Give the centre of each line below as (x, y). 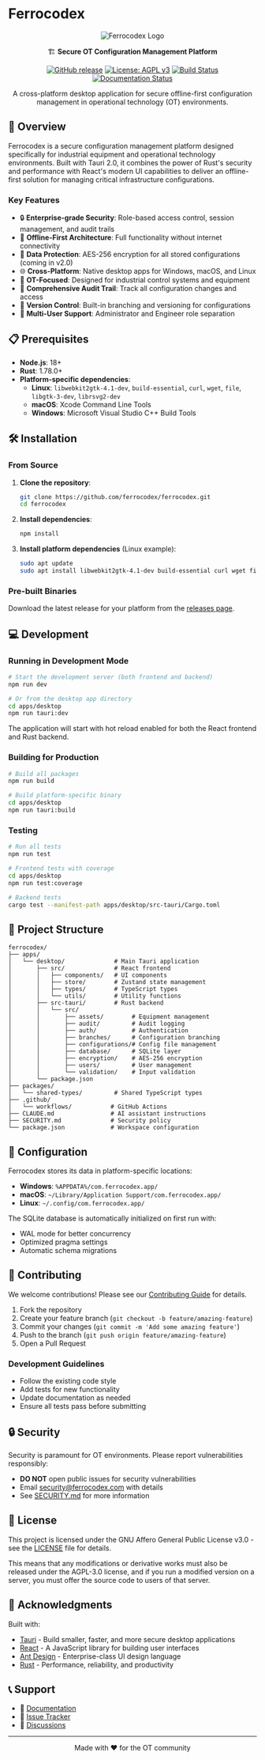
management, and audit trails (67, 229)
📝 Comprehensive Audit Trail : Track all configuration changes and (128, 289)
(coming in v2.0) (46, 263)
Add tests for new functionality (69, 1390)
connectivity (40, 246)
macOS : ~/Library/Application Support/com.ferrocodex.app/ (120, 1194)
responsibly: (28, 1463)
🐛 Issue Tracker (45, 1716)
